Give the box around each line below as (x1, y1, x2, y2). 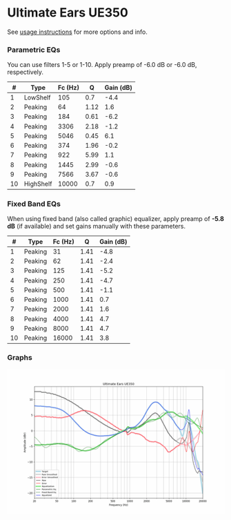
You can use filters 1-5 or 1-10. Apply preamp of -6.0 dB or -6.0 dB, (7, 61, 197, 69)
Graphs (7, 353, 32, 363)
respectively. (7, 68, 43, 77)
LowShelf (23, 93, 51, 102)
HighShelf (23, 180, 52, 188)
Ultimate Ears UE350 (7, 5, 129, 21)
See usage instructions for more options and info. (7, 28, 148, 36)
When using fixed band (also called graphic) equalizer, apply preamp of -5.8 (7, 215, 224, 223)
